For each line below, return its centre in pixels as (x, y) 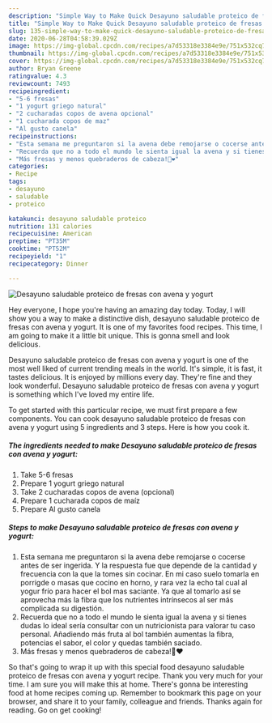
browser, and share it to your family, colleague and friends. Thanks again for (136, 701)
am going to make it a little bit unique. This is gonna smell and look (119, 335)
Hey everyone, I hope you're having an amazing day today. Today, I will (127, 309)
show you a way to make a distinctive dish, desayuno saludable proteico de (134, 318)
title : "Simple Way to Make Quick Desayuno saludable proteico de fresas (136, 23)
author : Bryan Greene (45, 69)
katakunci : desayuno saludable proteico (78, 219)
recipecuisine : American (50, 234)
